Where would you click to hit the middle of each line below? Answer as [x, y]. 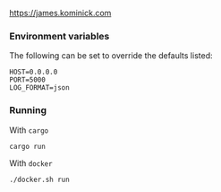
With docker [31, 163]
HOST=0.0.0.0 [34, 72]
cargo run [28, 146]
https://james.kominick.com [60, 13]
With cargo [29, 130]
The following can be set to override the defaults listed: [111, 56]
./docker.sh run [39, 179]
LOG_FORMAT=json [39, 88]
